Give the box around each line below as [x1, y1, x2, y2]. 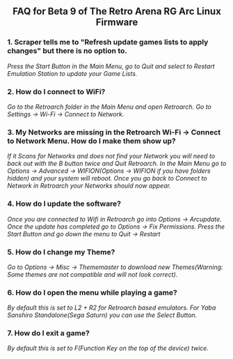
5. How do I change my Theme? [7, 247, 115, 257]
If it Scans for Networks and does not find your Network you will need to [7, 152, 216, 160]
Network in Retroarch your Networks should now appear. [7, 181, 172, 190]
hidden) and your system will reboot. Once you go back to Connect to [7, 174, 207, 183]
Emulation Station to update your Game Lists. [7, 69, 138, 77]
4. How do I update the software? [7, 199, 122, 208]
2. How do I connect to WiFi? [7, 86, 106, 96]
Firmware [95, 17, 138, 29]
